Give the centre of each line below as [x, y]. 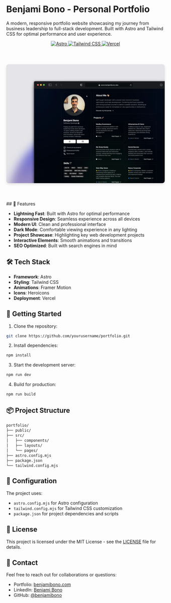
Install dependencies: [36, 345]
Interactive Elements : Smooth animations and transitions [73, 240]
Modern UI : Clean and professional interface [60, 224]
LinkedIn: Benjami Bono [38, 590]
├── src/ [15, 435]
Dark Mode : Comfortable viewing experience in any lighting [75, 230]
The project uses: [24, 493]
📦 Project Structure [38, 410]
